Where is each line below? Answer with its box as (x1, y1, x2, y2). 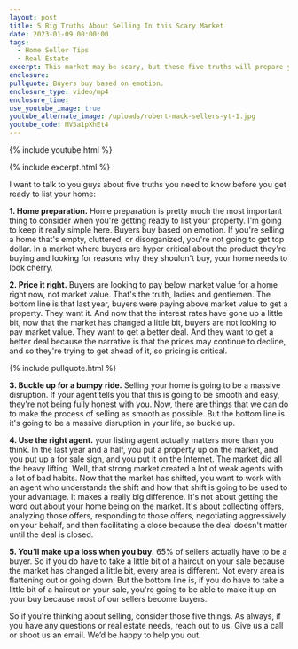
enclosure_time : (9, 95, 69, 105)
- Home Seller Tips (17, 46, 90, 55)
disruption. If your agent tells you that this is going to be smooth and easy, (9, 390, 280, 400)
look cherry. (9, 263, 53, 273)
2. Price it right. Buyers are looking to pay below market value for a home (9, 280, 278, 289)
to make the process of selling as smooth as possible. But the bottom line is (9, 408, 286, 418)
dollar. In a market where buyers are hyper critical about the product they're (9, 243, 286, 254)
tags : (9, 37, 29, 47)
